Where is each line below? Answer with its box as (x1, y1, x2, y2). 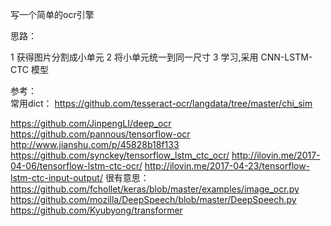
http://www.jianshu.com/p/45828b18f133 (10, 139, 180, 150)
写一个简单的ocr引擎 (10, 9, 95, 20)
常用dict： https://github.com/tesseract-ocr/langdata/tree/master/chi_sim (10, 98, 313, 109)
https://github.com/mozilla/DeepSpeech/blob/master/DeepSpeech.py (10, 194, 297, 205)
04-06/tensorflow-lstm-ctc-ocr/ (10, 160, 143, 172)
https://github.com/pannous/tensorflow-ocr (10, 128, 191, 140)
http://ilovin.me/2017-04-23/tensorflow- (144, 160, 311, 172)
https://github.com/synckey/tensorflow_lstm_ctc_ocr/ (10, 149, 230, 161)
